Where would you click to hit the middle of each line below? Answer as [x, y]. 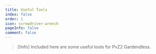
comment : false [21, 33]
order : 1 [14, 19]
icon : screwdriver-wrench [32, 24]
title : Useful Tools [26, 10]
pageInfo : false [22, 28]
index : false [19, 14]
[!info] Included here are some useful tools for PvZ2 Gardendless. [84, 47]
